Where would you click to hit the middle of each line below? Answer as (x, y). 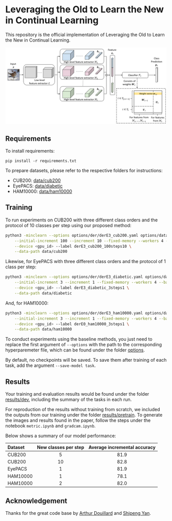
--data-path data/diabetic (43, 293)
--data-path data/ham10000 (43, 329)
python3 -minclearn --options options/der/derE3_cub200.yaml (72, 235)
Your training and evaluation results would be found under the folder (77, 394)
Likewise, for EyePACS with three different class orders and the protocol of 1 (86, 262)
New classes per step (61, 447)
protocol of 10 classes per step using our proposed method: (68, 225)
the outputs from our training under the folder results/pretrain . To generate (84, 415)
